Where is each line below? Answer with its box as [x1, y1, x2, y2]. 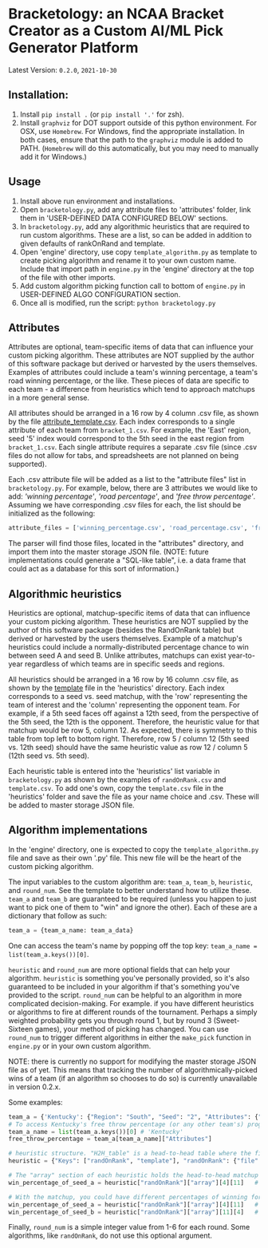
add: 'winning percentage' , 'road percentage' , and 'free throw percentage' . [8, 492, 256, 501]
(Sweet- [213, 1015, 240, 1025]
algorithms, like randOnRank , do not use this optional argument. [8, 1230, 213, 1241]
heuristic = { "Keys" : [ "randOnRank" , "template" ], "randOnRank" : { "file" [8, 1157, 259, 1165]
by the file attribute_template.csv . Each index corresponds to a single [8, 417, 235, 427]
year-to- [227, 651, 255, 661]
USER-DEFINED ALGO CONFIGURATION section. [19, 289, 181, 299]
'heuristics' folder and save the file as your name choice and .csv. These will [8, 792, 259, 802]
